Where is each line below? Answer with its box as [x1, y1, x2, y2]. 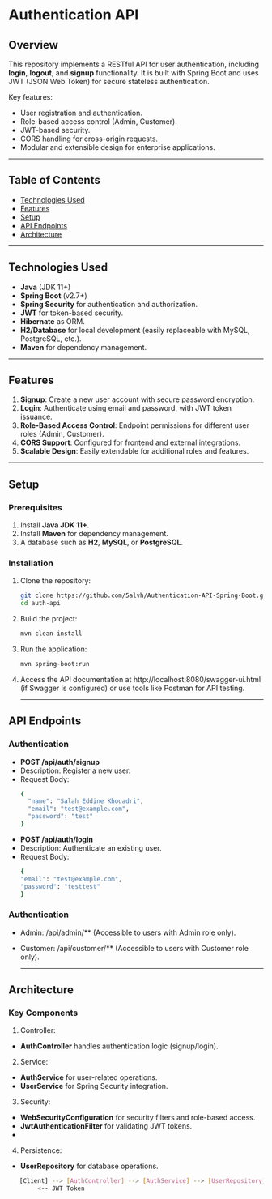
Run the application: [19, 644, 87, 654]
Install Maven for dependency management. [19, 529, 168, 539]
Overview [8, 38, 59, 52]
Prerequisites [8, 501, 62, 513]
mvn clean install [19, 629, 83, 638]
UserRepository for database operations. [19, 1161, 159, 1171]
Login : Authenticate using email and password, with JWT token [19, 403, 232, 413]
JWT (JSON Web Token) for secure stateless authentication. [8, 77, 210, 86]
